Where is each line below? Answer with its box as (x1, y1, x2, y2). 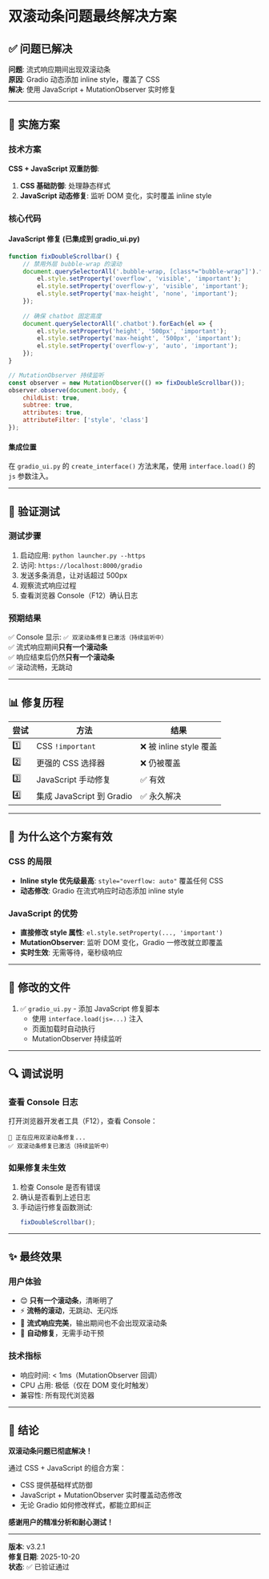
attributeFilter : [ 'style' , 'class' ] (22, 416, 149, 424)
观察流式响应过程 (19, 580, 77, 590)
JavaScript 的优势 (8, 907, 78, 919)
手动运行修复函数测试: (19, 1202, 93, 1212)
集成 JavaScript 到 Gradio (36, 791, 133, 802)
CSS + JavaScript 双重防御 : (8, 164, 100, 173)
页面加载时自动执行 (31, 1024, 96, 1033)
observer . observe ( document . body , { (8, 386, 127, 394)
